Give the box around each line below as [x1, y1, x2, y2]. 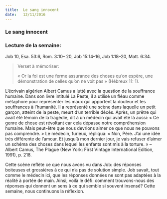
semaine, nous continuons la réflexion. [5, 188, 85, 194]
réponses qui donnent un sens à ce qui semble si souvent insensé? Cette [5, 182, 156, 188]
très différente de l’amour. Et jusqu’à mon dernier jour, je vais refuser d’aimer [5, 136, 162, 142]
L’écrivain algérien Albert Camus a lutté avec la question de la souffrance [5, 88, 156, 94]
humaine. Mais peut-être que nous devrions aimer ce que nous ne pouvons [5, 125, 160, 131]
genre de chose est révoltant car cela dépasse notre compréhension [5, 120, 146, 126]
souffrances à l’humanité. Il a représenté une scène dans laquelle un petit [5, 104, 156, 110]
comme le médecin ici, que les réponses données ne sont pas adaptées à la [5, 172, 161, 178]
